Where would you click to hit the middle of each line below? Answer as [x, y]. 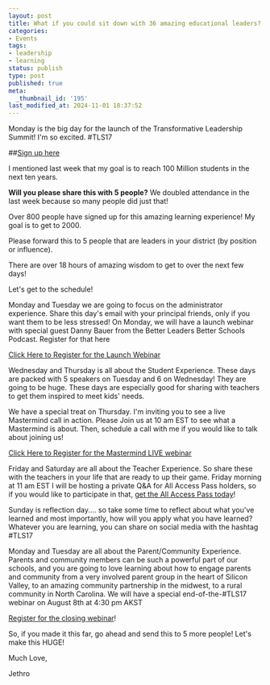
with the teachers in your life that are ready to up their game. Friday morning [135, 477]
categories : [28, 31]
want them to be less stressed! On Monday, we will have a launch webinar [131, 322]
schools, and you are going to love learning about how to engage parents [130, 568]
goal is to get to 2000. [45, 226]
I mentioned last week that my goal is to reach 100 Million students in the [129, 168]
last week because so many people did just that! [89, 201]
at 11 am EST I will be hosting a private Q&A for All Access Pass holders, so [132, 486]
